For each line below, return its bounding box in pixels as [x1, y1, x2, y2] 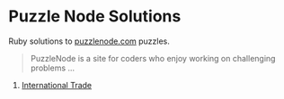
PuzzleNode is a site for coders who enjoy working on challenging [30, 53, 276, 63]
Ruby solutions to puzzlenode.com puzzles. [8, 36, 170, 46]
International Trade [21, 79, 92, 90]
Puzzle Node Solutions [8, 6, 182, 27]
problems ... [30, 62, 75, 73]
